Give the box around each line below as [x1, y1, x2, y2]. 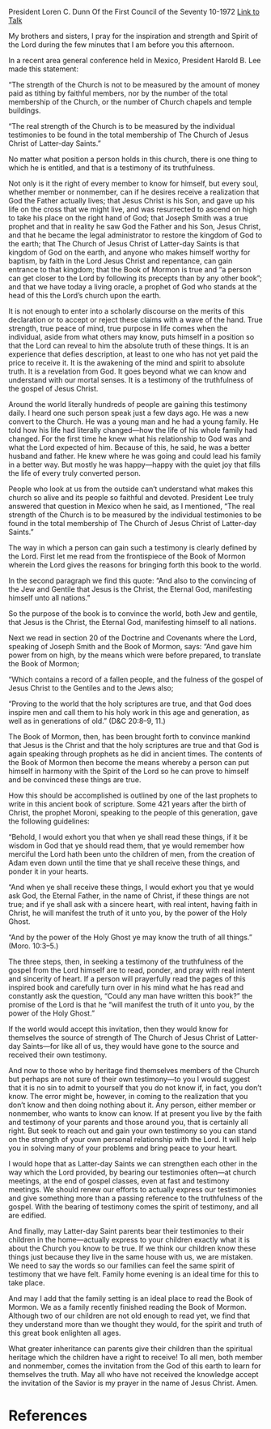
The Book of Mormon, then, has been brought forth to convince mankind [8, 732, 251, 741]
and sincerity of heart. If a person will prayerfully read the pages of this [8, 974, 246, 983]
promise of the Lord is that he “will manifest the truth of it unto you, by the [8, 1000, 255, 1009]
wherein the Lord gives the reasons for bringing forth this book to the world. [8, 560, 261, 570]
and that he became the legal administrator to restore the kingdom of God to [8, 230, 263, 240]
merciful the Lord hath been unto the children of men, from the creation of [8, 849, 256, 858]
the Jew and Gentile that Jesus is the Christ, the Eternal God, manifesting [8, 584, 252, 594]
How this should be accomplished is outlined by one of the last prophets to [8, 790, 258, 800]
